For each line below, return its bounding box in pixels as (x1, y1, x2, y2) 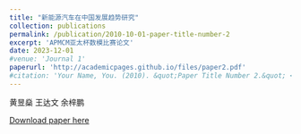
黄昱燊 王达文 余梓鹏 (9, 96, 85, 107)
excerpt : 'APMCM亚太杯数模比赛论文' (9, 38, 134, 47)
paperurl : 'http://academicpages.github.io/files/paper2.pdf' (9, 63, 246, 72)
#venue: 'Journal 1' (9, 54, 87, 63)
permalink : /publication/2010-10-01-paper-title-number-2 (9, 29, 230, 38)
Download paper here (9, 114, 90, 125)
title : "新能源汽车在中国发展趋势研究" (9, 13, 139, 22)
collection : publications (9, 21, 106, 30)
